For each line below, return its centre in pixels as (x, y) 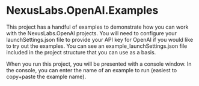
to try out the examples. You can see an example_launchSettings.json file (97, 46)
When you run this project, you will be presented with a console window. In (99, 64)
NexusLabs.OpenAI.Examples (82, 10)
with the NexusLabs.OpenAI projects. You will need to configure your (92, 33)
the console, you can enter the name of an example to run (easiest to (92, 70)
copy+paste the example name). (46, 76)
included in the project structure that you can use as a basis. (81, 52)
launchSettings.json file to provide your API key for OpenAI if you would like (100, 39)
